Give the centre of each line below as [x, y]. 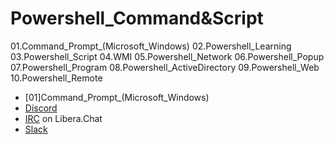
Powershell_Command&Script [137, 18]
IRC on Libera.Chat [63, 118]
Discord [41, 108]
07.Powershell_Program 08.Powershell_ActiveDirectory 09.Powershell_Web [165, 67]
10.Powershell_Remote [56, 78]
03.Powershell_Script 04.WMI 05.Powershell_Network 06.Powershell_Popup [167, 56]
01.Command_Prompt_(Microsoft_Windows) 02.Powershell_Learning [151, 46]
